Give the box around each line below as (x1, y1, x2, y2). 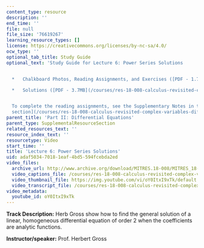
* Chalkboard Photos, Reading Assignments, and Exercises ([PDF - (12, 76, 189, 82)
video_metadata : (6, 188, 47, 195)
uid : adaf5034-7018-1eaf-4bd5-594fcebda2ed (6, 154, 118, 160)
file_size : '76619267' (6, 32, 64, 38)
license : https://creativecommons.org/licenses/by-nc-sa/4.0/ (6, 43, 167, 49)
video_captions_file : (12, 171, 67, 177)
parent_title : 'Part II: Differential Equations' (6, 115, 135, 121)
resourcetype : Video (6, 137, 59, 143)
